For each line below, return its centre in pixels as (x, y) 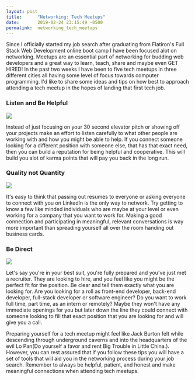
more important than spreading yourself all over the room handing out (90, 227)
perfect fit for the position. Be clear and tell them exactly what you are (90, 285)
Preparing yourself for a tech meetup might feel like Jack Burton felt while (95, 334)
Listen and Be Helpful (37, 103)
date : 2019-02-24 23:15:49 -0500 (55, 22)
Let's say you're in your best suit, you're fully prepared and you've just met (96, 273)
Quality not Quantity (36, 173)
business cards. (25, 234)
